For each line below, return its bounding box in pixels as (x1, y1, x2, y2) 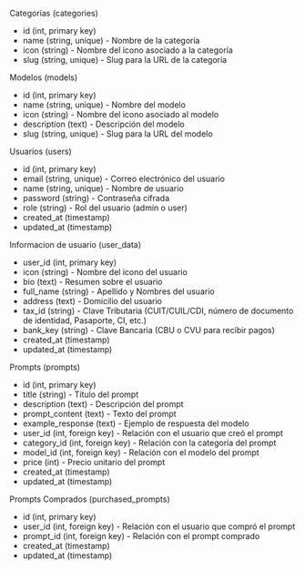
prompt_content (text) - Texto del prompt (22, 409, 177, 419)
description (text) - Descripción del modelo (22, 118, 185, 129)
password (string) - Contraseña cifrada (22, 193, 170, 203)
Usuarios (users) (9, 146, 73, 157)
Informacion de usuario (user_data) (9, 239, 142, 249)
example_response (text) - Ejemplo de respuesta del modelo (22, 418, 249, 429)
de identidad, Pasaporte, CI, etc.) (22, 315, 147, 326)
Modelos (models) (9, 72, 78, 83)
